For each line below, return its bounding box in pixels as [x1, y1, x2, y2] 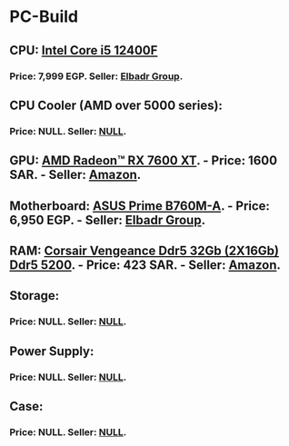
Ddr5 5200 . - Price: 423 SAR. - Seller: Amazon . [9, 257, 282, 273]
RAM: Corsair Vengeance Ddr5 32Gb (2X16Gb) [9, 243, 280, 258]
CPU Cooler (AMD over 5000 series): [9, 97, 223, 113]
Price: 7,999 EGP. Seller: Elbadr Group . [9, 70, 184, 83]
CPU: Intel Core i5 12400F [9, 43, 158, 58]
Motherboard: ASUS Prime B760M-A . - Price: [9, 198, 271, 213]
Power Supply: [9, 343, 95, 359]
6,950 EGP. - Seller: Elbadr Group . [9, 212, 206, 228]
